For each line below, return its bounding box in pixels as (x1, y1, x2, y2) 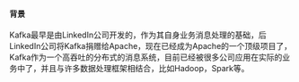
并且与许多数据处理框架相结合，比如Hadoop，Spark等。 (40, 63, 250, 74)
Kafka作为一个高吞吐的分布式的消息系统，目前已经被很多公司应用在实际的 (9, 52, 283, 62)
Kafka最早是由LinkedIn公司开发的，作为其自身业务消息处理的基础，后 (9, 29, 267, 40)
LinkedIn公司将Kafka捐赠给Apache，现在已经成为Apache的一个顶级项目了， (9, 41, 293, 52)
